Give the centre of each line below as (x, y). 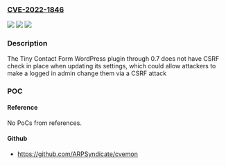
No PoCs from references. (44, 123)
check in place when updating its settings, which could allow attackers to (112, 66)
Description (27, 43)
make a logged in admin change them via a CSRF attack (87, 73)
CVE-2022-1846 (36, 10)
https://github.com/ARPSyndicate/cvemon (78, 154)
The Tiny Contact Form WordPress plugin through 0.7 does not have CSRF (113, 58)
